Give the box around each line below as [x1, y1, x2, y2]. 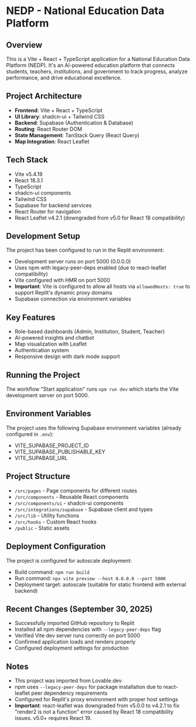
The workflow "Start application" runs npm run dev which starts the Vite [6, 386, 179, 393]
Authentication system [14, 347, 69, 354]
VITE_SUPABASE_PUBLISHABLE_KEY [14, 448, 106, 455]
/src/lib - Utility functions [14, 512, 79, 519]
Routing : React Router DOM [14, 125, 82, 133]
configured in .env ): [6, 430, 54, 438]
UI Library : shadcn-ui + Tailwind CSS [14, 113, 104, 120]
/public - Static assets [14, 524, 70, 532]
